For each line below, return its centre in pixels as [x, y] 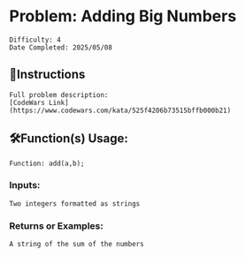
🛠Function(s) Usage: [69, 139]
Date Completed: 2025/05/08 [61, 47]
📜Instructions [47, 75]
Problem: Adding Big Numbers [123, 16]
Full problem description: [59, 94]
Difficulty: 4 [35, 40]
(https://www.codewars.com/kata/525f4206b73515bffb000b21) [120, 110]
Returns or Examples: [56, 225]
